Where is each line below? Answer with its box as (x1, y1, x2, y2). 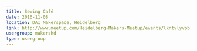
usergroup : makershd (6, 30, 57, 36)
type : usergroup (6, 36, 46, 42)
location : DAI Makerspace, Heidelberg (6, 19, 101, 25)
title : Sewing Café (6, 8, 54, 15)
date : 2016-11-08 (6, 14, 49, 20)
